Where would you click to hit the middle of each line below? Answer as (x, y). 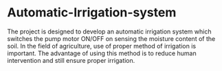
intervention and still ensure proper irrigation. (71, 60)
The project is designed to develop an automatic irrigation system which (109, 31)
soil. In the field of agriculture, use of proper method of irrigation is (102, 46)
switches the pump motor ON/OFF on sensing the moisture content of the (111, 38)
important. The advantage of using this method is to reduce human (102, 53)
